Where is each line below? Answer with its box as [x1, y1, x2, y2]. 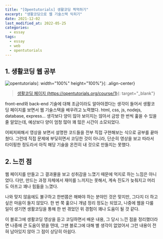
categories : [5, 25, 29, 30]
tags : [5, 35, 16, 40]
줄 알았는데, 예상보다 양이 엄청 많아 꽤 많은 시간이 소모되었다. [5, 119, 121, 125]
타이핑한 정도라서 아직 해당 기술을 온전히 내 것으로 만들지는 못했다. [5, 142, 131, 148]
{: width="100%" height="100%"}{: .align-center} [36, 80, 135, 86]
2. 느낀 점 [5, 157, 32, 166]
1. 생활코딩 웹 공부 [5, 67, 56, 76]
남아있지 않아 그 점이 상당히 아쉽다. [10, 229, 76, 235]
